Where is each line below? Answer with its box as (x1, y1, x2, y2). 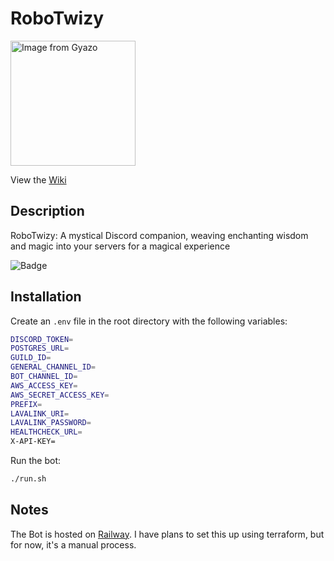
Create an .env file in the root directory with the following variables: (10, 315, 288, 327)
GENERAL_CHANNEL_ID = (10, 362, 97, 372)
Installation (10, 288, 82, 306)
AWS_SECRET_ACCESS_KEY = (10, 390, 110, 400)
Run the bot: (10, 455, 62, 467)
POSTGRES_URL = (10, 343, 70, 354)
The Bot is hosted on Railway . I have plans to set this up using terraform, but (10, 528, 325, 540)
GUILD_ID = (10, 353, 52, 363)
